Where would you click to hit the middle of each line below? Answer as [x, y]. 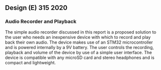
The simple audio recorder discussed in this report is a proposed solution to [81, 32]
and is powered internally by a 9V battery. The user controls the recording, [80, 47]
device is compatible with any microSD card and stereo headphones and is [80, 58]
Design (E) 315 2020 [36, 8]
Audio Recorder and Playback [41, 22]
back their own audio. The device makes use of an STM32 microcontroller [79, 42]
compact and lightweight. [31, 62]
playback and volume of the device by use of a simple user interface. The [79, 52]
